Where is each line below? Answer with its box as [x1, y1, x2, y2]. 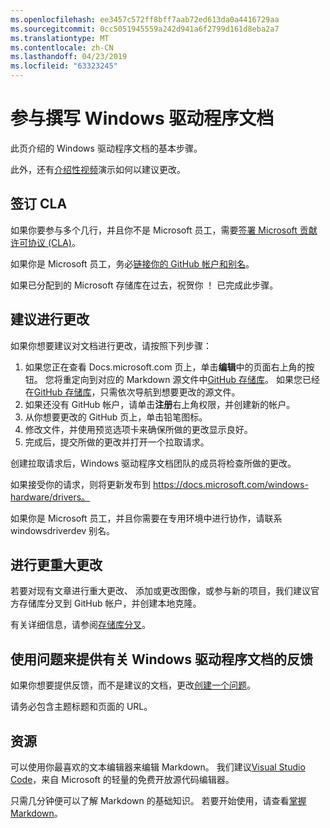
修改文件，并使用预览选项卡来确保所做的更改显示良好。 [24, 423, 253, 435]
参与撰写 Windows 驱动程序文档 [10, 107, 275, 130]
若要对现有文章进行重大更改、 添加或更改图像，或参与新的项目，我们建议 [10, 585, 311, 597]
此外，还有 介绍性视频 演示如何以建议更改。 [10, 163, 186, 175]
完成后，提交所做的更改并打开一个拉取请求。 [24, 436, 210, 448]
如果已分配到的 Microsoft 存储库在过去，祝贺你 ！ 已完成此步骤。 [10, 279, 279, 291]
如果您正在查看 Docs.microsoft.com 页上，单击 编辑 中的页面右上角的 [24, 361, 307, 373]
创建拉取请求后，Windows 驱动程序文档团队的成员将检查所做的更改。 [10, 457, 297, 469]
